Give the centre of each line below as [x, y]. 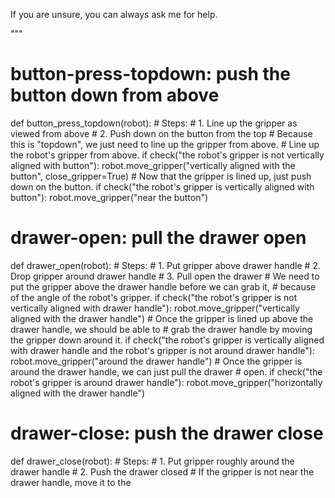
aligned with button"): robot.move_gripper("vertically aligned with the [153, 165]
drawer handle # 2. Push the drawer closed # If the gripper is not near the [162, 471]
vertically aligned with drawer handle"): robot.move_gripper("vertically [155, 308]
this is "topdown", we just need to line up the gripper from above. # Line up [165, 144]
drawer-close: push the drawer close [167, 433]
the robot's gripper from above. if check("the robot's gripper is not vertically [167, 155]
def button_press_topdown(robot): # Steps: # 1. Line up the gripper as [154, 123]
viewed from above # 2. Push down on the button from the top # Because [161, 133]
